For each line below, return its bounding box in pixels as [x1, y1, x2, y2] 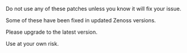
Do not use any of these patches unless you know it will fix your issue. [5, 5, 182, 12]
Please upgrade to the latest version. [5, 28, 98, 36]
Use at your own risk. [5, 40, 59, 47]
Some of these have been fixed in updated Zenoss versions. [5, 17, 156, 23]
